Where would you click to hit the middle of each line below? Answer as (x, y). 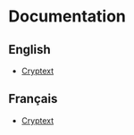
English (29, 50)
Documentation (67, 17)
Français (33, 99)
